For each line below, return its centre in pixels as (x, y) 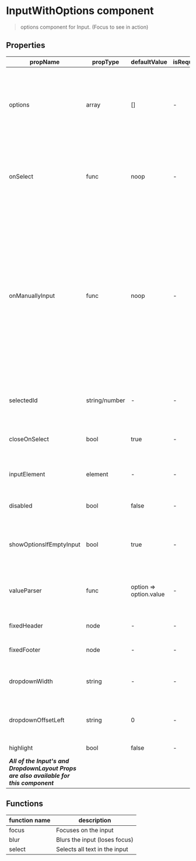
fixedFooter (25, 650)
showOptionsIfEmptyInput (45, 544)
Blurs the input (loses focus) (95, 839)
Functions (25, 804)
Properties (26, 45)
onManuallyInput (32, 296)
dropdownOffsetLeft (37, 720)
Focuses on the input (85, 830)
